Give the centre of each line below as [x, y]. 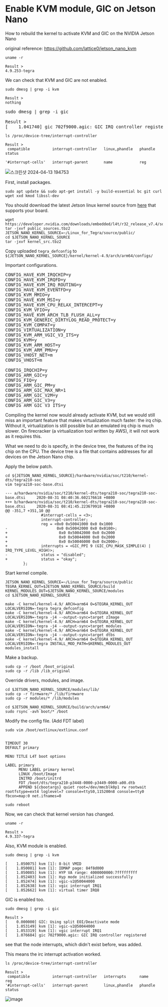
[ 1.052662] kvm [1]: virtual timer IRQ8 [52, 890]
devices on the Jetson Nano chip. [40, 457]
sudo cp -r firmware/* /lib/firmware [44, 694]
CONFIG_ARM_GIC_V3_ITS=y [35, 405]
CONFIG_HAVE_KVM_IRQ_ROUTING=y [43, 285]
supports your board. [27, 210]
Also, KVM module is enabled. [36, 846]
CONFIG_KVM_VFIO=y [28, 310]
